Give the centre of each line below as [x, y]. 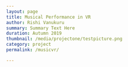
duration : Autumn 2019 [34, 33]
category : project [29, 45]
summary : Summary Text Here [41, 28]
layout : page [22, 11]
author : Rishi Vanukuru [35, 22]
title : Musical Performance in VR [49, 17]
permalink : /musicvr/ [33, 50]
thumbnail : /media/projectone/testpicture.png [64, 39]
